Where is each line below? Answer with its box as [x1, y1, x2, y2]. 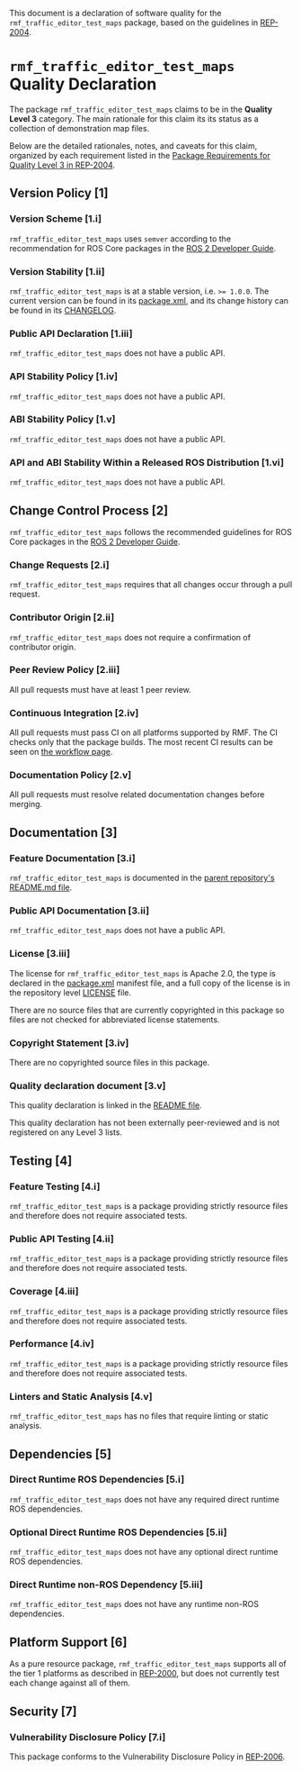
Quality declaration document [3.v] [9, 1079, 166, 1092]
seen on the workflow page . [9, 747, 113, 758]
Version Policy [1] [9, 186, 110, 201]
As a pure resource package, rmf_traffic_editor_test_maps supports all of [9, 1658, 288, 1669]
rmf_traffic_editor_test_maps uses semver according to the [9, 233, 232, 244]
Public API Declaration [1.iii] [9, 327, 133, 340]
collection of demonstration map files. [9, 123, 150, 133]
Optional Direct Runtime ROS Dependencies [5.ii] [9, 1526, 227, 1539]
